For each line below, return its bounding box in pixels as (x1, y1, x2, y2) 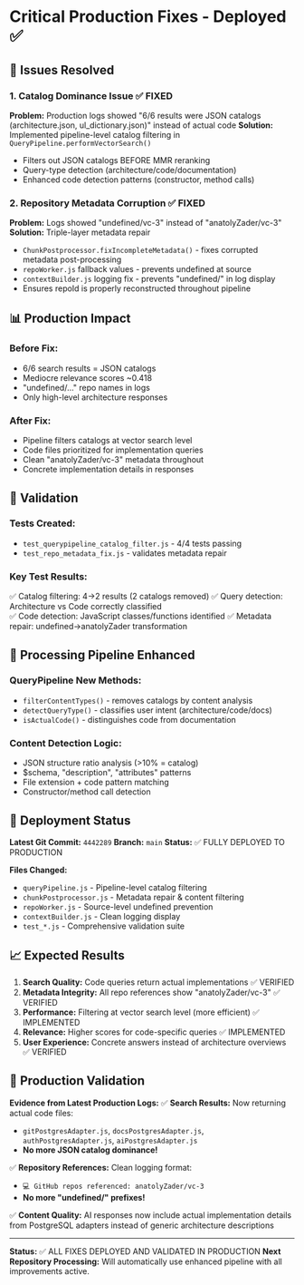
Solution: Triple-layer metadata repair (9, 227, 151, 238)
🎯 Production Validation (9, 1073, 146, 1089)
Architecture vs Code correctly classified (9, 601, 163, 612)
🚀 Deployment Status (9, 813, 131, 828)
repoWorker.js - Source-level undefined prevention (22, 900, 214, 912)
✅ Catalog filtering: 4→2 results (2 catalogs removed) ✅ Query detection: (9, 591, 283, 602)
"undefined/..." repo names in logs (22, 382, 151, 393)
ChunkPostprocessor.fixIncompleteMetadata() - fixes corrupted (22, 245, 259, 256)
